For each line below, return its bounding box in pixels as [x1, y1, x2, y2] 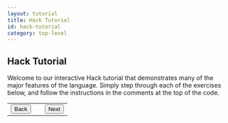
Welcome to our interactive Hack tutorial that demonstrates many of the [7, 74, 214, 82]
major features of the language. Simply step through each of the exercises [7, 81, 222, 90]
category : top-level [7, 29, 68, 37]
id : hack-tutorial [7, 23, 61, 30]
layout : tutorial [7, 10, 58, 17]
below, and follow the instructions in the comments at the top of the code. [7, 88, 220, 97]
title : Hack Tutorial [7, 17, 71, 24]
